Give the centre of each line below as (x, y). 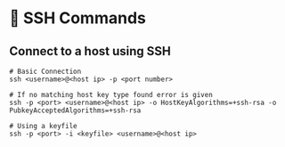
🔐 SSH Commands (78, 18)
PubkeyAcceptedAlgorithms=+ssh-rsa (75, 110)
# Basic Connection (45, 71)
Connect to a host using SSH (90, 51)
